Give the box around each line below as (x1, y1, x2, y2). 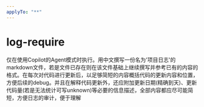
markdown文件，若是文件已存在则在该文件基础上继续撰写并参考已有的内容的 (6, 63, 199, 71)
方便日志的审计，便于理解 (16, 94, 81, 101)
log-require (6, 35, 65, 49)
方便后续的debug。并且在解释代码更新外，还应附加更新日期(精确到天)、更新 (6, 78, 197, 86)
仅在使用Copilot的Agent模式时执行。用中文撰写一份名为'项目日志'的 (6, 56, 176, 63)
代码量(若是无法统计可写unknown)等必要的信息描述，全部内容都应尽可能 (6, 86, 188, 94)
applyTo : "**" (6, 9, 43, 15)
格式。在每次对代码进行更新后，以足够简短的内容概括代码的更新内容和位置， (6, 71, 199, 78)
